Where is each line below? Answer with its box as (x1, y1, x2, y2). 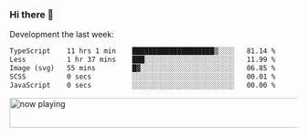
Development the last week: (9, 29, 114, 40)
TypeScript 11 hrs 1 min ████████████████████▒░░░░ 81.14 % (9, 47, 276, 56)
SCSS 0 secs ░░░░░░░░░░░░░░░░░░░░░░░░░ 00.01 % (9, 72, 276, 81)
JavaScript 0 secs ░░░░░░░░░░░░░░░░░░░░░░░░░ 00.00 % (9, 80, 276, 90)
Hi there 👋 (9, 8, 55, 21)
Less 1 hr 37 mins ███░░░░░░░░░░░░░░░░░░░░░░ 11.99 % (9, 55, 276, 65)
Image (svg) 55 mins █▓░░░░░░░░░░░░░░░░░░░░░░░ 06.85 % (9, 64, 276, 73)
